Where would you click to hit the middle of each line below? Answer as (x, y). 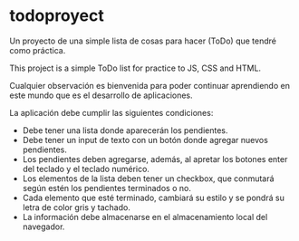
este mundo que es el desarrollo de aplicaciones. (101, 95)
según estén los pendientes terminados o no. (107, 188)
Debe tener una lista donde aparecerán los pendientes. (125, 130)
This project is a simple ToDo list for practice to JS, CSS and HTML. (135, 68)
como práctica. (38, 50)
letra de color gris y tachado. (77, 207)
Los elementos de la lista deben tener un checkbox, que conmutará (148, 178)
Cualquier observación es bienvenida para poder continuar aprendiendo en (149, 85)
